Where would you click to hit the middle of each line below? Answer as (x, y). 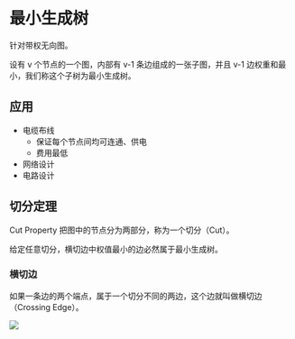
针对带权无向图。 (41, 45)
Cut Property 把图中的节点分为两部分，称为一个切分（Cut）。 (122, 230)
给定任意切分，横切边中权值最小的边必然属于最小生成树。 (116, 249)
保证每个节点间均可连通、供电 (91, 142)
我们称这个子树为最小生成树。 (80, 75)
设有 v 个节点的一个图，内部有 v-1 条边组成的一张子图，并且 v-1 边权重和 (144, 64)
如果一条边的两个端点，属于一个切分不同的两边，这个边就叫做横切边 (136, 296)
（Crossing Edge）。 (46, 307)
